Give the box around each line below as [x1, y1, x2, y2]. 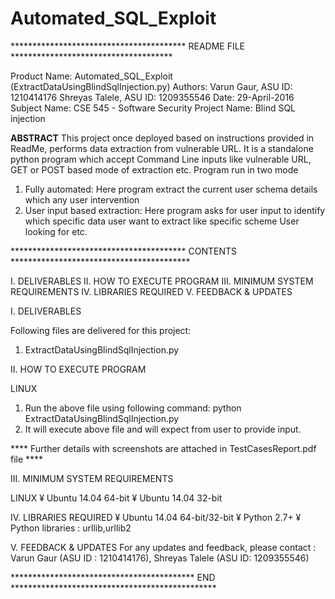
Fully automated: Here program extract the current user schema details [24, 183, 318, 195]
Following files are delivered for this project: [10, 324, 192, 336]
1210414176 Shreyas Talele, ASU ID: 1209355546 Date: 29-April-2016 [10, 91, 295, 103]
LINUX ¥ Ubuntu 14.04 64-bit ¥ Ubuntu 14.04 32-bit [10, 492, 223, 504]
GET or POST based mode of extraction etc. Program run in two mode [10, 163, 299, 176]
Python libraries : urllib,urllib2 [10, 522, 132, 534]
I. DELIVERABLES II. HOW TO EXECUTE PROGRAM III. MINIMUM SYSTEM [10, 275, 314, 287]
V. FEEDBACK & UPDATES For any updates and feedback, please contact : [10, 541, 317, 553]
